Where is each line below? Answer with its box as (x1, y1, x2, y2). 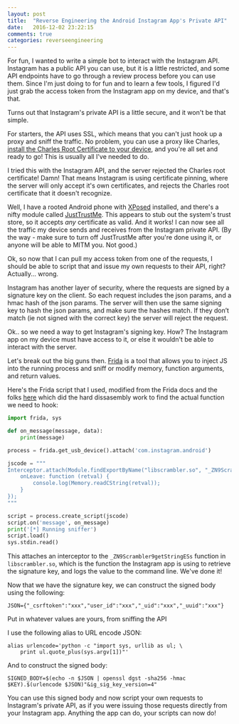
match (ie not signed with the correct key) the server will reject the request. (7, 314, 229, 322)
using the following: (7, 588, 65, 597)
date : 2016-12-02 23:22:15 (7, 24, 94, 31)
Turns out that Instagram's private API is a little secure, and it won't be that (7, 108, 226, 117)
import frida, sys (7, 414, 62, 422)
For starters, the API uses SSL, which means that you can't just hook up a (7, 130, 223, 138)
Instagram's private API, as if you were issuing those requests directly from (7, 701, 228, 710)
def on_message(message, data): (7, 427, 103, 434)
